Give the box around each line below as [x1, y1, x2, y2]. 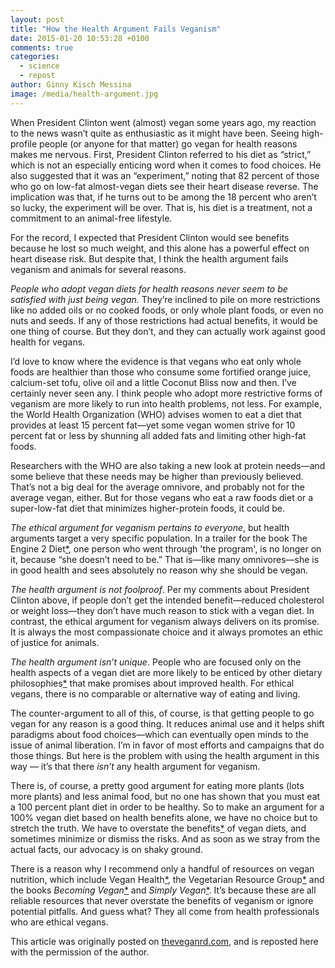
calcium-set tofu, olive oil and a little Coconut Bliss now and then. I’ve [10, 376, 297, 388]
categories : [10, 52, 60, 62]
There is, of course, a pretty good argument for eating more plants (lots [10, 779, 305, 791]
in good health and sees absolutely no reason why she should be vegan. [10, 564, 309, 576]
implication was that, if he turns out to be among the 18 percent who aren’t [10, 191, 317, 203]
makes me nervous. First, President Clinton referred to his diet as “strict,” [10, 148, 312, 160]
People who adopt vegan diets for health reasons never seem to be [10, 282, 288, 295]
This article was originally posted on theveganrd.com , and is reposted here [10, 935, 319, 947]
